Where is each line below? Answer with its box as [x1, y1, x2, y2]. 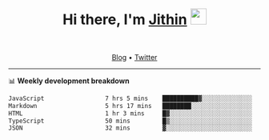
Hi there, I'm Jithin [62, 10, 187, 29]
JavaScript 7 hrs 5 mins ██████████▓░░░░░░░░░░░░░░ [8, 94, 252, 102]
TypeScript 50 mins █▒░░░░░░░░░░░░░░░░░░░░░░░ [8, 117, 252, 125]
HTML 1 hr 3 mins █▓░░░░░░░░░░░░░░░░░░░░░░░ [8, 109, 252, 118]
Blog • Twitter [111, 52, 158, 62]
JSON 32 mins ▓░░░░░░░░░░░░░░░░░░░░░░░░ [8, 124, 252, 132]
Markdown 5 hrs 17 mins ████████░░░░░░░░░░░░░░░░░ [8, 102, 252, 110]
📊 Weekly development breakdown [8, 76, 130, 86]
